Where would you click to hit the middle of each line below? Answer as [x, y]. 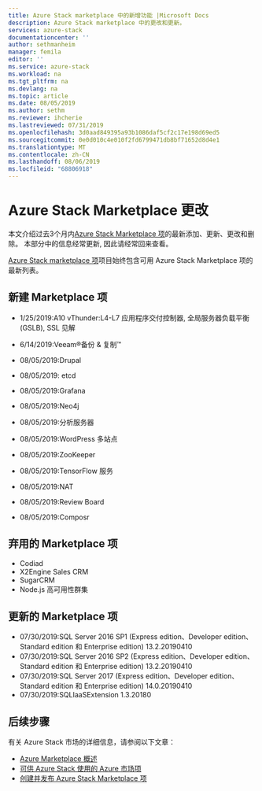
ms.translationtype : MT [47, 147]
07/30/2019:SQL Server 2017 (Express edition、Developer [114, 676]
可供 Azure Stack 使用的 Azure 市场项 [80, 769]
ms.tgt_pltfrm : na [38, 81]
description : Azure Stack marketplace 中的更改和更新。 [97, 23]
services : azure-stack [45, 30]
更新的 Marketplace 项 [63, 616]
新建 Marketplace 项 [58, 297]
